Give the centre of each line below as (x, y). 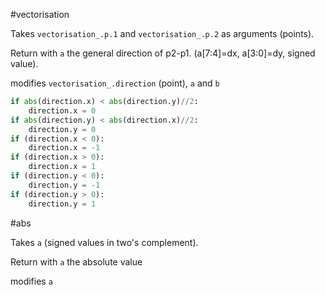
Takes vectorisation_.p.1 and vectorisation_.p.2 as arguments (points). (162, 33)
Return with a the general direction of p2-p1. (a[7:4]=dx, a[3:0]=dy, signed (163, 53)
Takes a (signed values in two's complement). (104, 242)
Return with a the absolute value (76, 261)
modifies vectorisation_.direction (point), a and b (115, 83)
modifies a (31, 281)
